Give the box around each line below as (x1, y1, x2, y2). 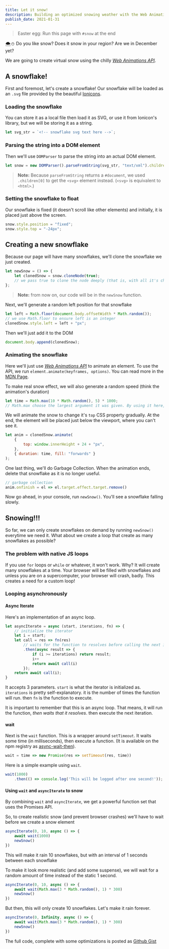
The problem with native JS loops (5, 550, 89, 557)
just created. (5, 259, 31, 265)
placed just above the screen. (5, 212, 67, 218)
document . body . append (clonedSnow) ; (5, 339, 80, 344)
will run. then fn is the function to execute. (5, 695, 93, 701)
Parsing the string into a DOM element (5, 142, 101, 149)
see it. (5, 423, 18, 429)
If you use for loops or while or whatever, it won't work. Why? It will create (5, 562, 160, 568)
